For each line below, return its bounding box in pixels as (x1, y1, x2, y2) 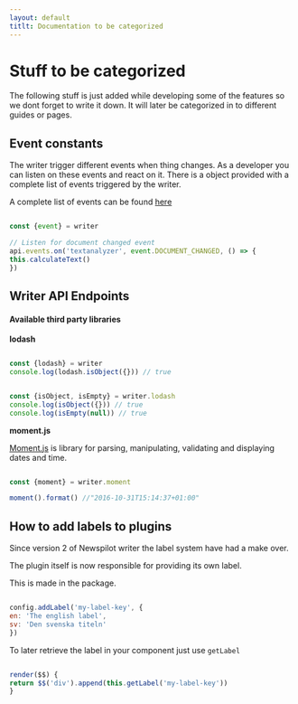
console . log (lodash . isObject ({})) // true (9, 368, 172, 377)
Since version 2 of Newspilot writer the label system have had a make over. (9, 543, 289, 554)
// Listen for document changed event (9, 239, 155, 248)
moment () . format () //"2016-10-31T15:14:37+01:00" (9, 493, 200, 502)
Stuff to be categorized (9, 61, 186, 81)
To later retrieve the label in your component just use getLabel (9, 644, 241, 655)
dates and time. (9, 452, 68, 463)
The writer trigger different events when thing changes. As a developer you (9, 160, 290, 171)
